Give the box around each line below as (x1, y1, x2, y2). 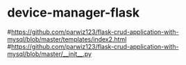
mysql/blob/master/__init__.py (7, 50, 92, 58)
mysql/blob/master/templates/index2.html (7, 35, 127, 43)
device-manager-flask (7, 5, 140, 21)
